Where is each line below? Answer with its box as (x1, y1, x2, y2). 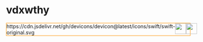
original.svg (6, 29, 35, 36)
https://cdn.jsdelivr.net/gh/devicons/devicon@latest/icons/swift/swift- (6, 22, 176, 29)
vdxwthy (6, 3, 50, 17)
